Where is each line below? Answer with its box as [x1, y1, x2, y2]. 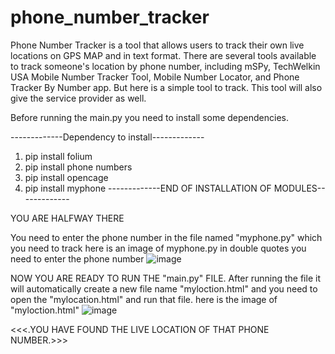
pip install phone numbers [24, 161, 133, 173]
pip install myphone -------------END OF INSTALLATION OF [24, 182, 272, 194]
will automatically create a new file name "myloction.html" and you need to [10, 282, 318, 295]
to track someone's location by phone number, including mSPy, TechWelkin [10, 60, 321, 72]
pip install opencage [24, 171, 109, 183]
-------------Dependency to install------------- [10, 131, 205, 143]
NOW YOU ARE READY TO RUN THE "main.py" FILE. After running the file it [10, 272, 321, 284]
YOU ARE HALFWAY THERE [10, 212, 125, 224]
